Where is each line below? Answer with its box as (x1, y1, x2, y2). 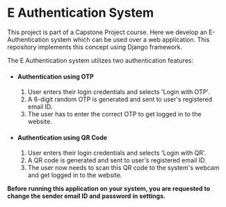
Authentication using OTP (17, 72, 94, 81)
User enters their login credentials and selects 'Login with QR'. (27, 148, 207, 158)
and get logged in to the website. (27, 171, 122, 179)
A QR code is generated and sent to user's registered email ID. (27, 156, 207, 164)
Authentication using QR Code (17, 133, 108, 141)
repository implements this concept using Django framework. (7, 43, 183, 51)
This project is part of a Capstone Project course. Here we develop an (7, 28, 207, 36)
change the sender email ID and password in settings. (7, 192, 166, 200)
